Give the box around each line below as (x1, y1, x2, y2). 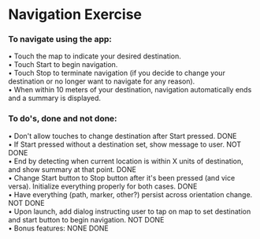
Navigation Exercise (8, 6, 143, 24)
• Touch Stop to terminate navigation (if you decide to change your (8, 69, 226, 78)
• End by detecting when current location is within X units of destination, (8, 156, 244, 166)
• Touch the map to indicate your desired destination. (8, 51, 181, 61)
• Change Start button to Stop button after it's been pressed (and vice (8, 173, 236, 182)
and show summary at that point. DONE (8, 164, 136, 174)
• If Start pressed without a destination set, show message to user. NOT (8, 140, 242, 149)
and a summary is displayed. (8, 93, 101, 103)
